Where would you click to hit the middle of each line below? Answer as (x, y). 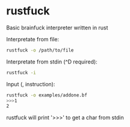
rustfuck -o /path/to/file (40, 50)
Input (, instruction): (31, 84)
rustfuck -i (21, 72)
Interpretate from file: (32, 39)
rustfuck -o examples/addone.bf (47, 95)
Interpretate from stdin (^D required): (52, 62)
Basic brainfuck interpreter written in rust (57, 28)
